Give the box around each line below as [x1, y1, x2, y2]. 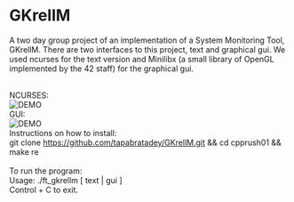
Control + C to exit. [9, 184, 78, 195]
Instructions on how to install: [9, 127, 117, 138]
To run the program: [9, 166, 83, 176]
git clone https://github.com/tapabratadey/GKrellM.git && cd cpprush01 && [9, 137, 282, 148]
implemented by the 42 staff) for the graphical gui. [9, 63, 194, 74]
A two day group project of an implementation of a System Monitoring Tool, [9, 35, 285, 45]
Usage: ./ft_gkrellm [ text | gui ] [9, 174, 123, 185]
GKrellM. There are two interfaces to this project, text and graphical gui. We [9, 44, 286, 54]
